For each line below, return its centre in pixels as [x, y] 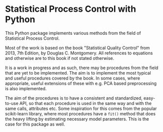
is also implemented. [26, 88]
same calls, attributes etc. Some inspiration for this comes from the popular [81, 108]
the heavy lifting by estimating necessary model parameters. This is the [77, 119]
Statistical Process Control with [70, 9]
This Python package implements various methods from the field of [73, 33]
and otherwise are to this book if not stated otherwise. [60, 58]
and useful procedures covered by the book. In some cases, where [73, 78]
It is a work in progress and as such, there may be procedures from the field [82, 68]
